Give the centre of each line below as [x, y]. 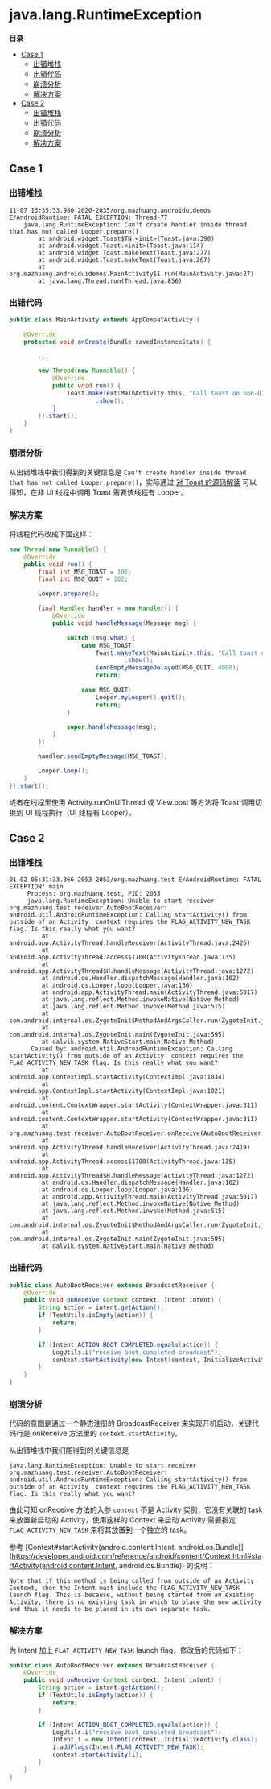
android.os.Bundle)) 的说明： [167, 1566]
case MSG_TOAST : [108, 645]
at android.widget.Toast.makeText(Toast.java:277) [125, 253]
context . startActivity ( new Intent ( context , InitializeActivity [160, 1360]
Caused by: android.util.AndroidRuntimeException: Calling [131, 1049]
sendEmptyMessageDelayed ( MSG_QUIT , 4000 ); [168, 668]
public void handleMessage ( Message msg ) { [124, 623]
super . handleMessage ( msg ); [112, 727]
